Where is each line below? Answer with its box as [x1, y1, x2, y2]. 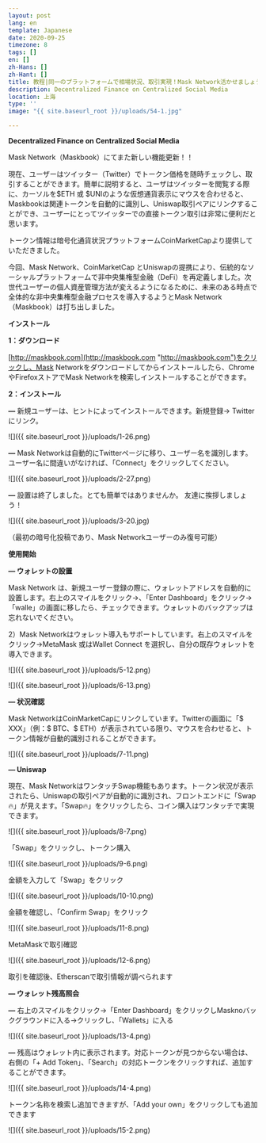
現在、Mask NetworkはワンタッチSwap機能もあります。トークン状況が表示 [8, 782, 254, 790]
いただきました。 [8, 246, 64, 254]
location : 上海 [8, 93, 56, 101]
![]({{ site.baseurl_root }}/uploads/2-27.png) [8, 474, 151, 484]
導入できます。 [8, 649, 57, 659]
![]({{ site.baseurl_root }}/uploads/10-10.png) [8, 891, 154, 900]
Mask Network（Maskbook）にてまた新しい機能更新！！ [8, 152, 194, 162]
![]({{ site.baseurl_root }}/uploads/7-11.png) [8, 750, 150, 759]
